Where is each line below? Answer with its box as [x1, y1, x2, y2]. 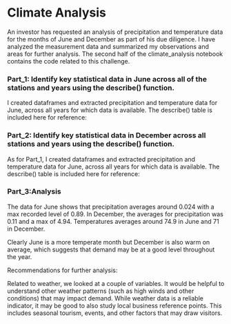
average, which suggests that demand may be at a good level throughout [7, 245, 215, 254]
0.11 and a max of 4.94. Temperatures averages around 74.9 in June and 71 [7, 217, 219, 225]
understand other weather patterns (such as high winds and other [7, 287, 194, 295]
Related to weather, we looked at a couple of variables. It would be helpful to [7, 279, 225, 287]
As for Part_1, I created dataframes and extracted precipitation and [7, 155, 195, 163]
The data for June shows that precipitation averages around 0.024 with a [7, 202, 215, 211]
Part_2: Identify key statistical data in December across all [7, 131, 206, 140]
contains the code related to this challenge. [7, 57, 130, 65]
